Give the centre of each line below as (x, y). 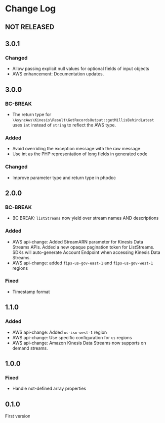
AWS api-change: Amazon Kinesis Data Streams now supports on (79, 343)
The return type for (32, 114)
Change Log (30, 9)
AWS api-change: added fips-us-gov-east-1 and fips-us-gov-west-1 (82, 263)
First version (18, 416)
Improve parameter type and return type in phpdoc (64, 178)
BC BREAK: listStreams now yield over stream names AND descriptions (85, 218)
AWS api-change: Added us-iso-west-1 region (60, 332)
